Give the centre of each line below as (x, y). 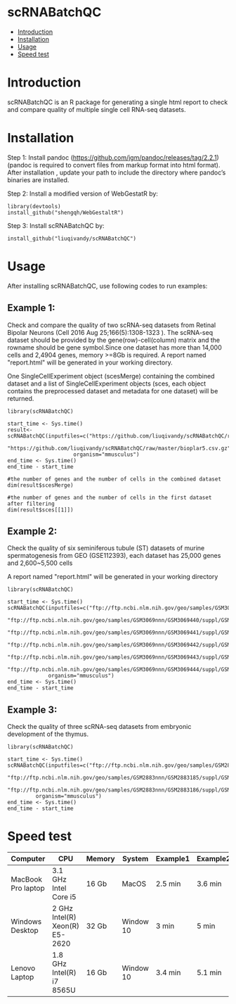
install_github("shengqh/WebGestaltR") (66, 212)
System (136, 859)
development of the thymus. (48, 734)
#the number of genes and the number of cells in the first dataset (110, 497)
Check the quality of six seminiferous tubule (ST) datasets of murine (106, 548)
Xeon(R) (66, 926)
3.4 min (168, 973)
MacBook (27, 879)
